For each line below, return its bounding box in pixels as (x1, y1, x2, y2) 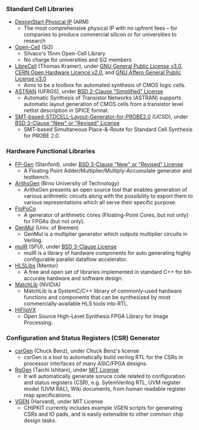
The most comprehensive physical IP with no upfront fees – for (23, 24, 178, 32)
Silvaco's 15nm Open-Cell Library (23, 50, 106, 57)
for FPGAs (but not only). (23, 217, 85, 225)
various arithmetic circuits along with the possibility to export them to (23, 192, 193, 200)
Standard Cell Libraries (6, 5, 74, 13)
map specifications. (23, 391, 72, 398)
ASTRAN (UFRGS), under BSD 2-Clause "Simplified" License (14, 88, 163, 95)
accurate (23, 275, 46, 282)
